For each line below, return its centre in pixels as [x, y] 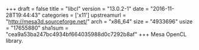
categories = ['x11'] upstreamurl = [84, 15]
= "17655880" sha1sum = [37, 28]
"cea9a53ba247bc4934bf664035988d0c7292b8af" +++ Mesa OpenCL [96, 34]
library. [15, 41]
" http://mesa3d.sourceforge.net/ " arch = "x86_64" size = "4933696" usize [99, 21]
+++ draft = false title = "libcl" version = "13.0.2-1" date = [78, 9]
